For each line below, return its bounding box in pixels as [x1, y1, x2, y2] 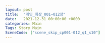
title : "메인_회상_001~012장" [5, 12, 66, 17]
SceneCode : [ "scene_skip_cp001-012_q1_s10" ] [5, 30, 100, 35]
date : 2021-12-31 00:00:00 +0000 [5, 16, 80, 21]
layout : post [5, 7, 33, 12]
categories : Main [5, 21, 42, 26]
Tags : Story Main [5, 26, 42, 31]
